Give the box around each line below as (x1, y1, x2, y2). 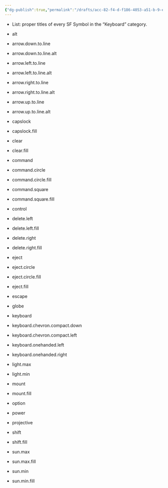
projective (12, 419, 33, 425)
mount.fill (12, 390, 32, 396)
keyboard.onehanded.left (12, 342, 65, 348)
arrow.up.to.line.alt (12, 108, 51, 114)
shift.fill (12, 439, 28, 445)
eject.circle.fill (12, 274, 41, 280)
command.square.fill (12, 196, 55, 202)
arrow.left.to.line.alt (12, 70, 52, 76)
